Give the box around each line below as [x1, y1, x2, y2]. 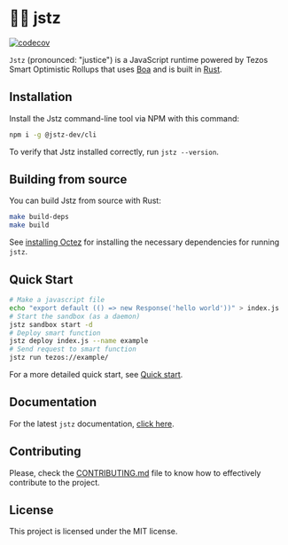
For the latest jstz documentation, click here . [9, 418, 175, 429]
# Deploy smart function [9, 328, 101, 338]
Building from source [9, 172, 128, 187]
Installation [9, 90, 73, 105]
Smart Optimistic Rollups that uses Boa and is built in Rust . [9, 64, 223, 74]
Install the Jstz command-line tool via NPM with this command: [9, 113, 240, 123]
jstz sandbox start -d [9, 320, 93, 329]
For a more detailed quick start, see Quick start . [9, 370, 183, 379]
